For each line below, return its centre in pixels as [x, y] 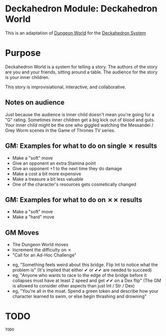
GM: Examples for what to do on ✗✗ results [74, 200]
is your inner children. [27, 77]
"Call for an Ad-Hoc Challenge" [44, 255]
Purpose [23, 53]
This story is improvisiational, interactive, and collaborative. [66, 87]
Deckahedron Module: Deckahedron [81, 9]
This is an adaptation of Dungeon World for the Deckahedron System [76, 33]
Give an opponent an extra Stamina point [54, 163]
